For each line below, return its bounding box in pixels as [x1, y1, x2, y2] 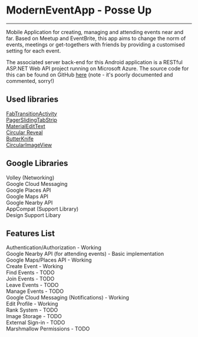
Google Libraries [6, 158, 68, 168]
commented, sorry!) [6, 77, 55, 84]
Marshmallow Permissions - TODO [6, 325, 90, 332]
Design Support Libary [6, 211, 61, 218]
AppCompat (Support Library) [6, 205, 79, 212]
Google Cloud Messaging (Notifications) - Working [6, 294, 130, 301]
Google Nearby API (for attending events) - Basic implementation [6, 251, 164, 258]
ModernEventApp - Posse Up [6, 4, 152, 17]
